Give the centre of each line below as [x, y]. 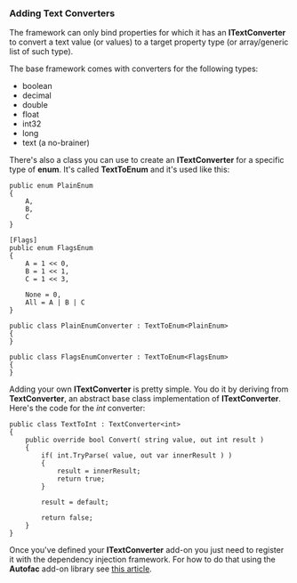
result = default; [75, 502]
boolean [37, 86]
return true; [80, 479]
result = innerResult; [99, 471]
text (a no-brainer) [56, 143]
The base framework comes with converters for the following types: [134, 69]
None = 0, [44, 295]
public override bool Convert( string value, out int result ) [145, 440]
